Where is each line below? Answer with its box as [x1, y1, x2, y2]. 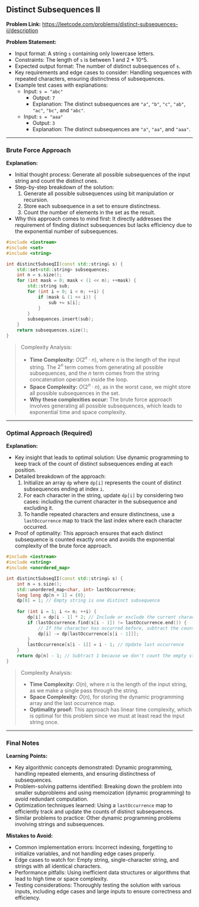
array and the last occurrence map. [29, 699, 115, 706]
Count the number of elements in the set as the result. [23, 209, 156, 216]
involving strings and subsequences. [14, 821, 105, 828]
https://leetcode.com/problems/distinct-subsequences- [42, 20, 179, 27]
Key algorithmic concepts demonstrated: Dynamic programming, [14, 764, 173, 771]
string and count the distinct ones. [14, 178, 99, 185]
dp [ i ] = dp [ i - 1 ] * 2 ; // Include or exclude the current [27, 614, 176, 620]
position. [14, 466, 37, 474]
